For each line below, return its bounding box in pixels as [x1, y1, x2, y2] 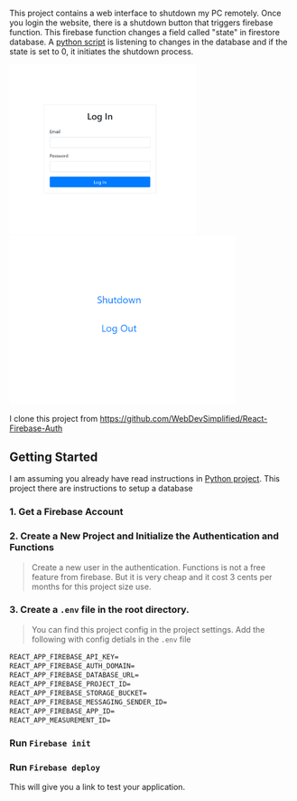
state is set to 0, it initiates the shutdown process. [9, 46, 194, 57]
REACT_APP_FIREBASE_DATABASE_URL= [9, 670, 140, 680]
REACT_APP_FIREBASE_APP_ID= [9, 706, 116, 716]
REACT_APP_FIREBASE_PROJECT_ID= [9, 679, 131, 689]
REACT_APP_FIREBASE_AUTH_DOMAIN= [9, 661, 135, 671]
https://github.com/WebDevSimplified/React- [99, 414, 268, 424]
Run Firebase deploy [9, 760, 101, 773]
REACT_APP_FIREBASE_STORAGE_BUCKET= [9, 688, 147, 698]
